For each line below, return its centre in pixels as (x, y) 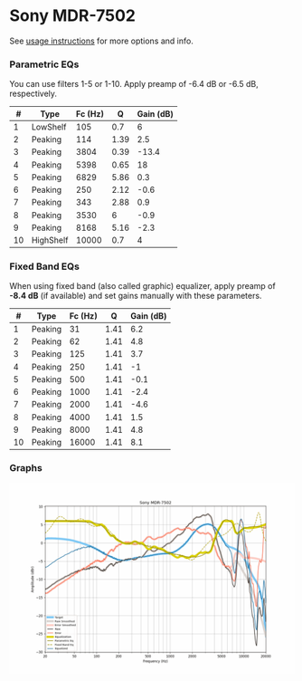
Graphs (26, 468)
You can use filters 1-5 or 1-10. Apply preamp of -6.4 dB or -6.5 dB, (134, 84)
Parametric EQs (44, 64)
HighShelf (50, 240)
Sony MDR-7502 (72, 16)
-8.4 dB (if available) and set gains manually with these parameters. (136, 296)
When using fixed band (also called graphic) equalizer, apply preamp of (142, 286)
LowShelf (49, 127)
